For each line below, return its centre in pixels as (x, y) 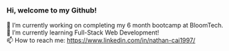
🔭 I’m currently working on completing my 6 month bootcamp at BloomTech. (115, 25)
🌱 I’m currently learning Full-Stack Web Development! (83, 32)
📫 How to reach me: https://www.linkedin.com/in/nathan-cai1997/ (101, 41)
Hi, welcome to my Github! (52, 10)
